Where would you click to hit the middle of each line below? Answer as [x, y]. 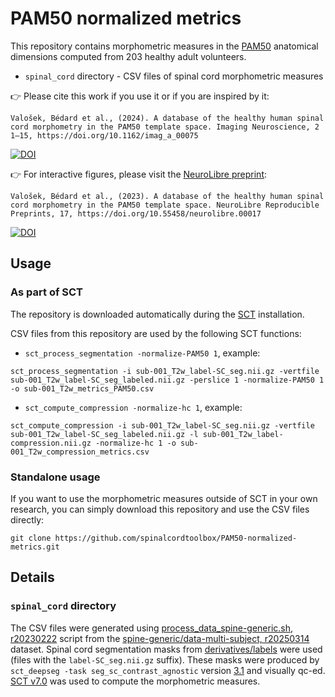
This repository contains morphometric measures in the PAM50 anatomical [164, 46]
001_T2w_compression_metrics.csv [80, 452]
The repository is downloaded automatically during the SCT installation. [157, 314]
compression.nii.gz [51, 443]
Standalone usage [55, 477]
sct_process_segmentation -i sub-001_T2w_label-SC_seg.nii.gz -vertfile [165, 371]
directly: [27, 519]
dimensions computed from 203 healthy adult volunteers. [128, 56]
